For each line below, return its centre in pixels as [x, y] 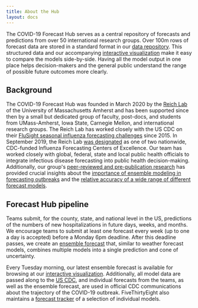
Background [29, 90]
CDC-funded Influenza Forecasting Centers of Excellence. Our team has [94, 148]
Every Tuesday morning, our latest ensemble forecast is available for [90, 268]
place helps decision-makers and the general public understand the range [96, 65]
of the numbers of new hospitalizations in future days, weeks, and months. [97, 225]
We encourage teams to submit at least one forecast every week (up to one [98, 231]
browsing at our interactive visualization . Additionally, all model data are [93, 274]
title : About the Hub [33, 12]
